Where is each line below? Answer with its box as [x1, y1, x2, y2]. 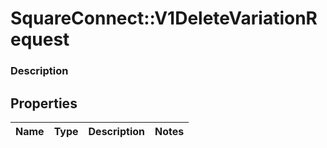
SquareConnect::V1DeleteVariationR [10, 7, 318, 30]
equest [10, 28, 70, 51]
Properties [10, 95, 78, 112]
